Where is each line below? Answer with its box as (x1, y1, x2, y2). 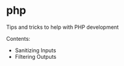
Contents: (6, 35, 31, 42)
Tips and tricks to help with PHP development (6, 23, 119, 31)
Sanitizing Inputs (14, 46, 56, 54)
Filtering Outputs (14, 53, 57, 60)
